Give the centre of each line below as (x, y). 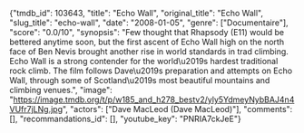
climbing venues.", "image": (61, 90)
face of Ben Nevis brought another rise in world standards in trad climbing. (149, 52)
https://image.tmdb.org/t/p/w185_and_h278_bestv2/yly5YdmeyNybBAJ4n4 (154, 100)
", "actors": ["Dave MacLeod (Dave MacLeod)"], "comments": (177, 109)
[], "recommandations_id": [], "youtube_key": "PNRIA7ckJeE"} (126, 119)
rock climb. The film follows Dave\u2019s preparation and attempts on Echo (151, 71)
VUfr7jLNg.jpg (36, 109)
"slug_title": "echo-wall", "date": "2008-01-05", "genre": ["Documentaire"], (149, 23)
